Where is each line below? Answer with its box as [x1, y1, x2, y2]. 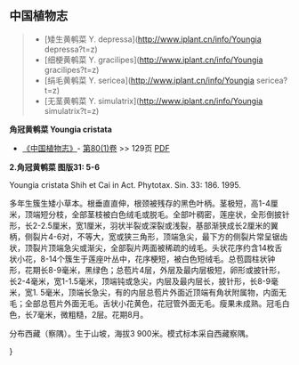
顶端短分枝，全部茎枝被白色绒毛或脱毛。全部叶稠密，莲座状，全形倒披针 [24, 208, 290, 220]
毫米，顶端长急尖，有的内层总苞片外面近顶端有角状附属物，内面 [44, 287, 279, 297]
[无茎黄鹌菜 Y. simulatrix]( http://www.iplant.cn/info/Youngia [44, 95, 263, 106]
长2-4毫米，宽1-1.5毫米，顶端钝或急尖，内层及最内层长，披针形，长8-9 [9, 275, 271, 287]
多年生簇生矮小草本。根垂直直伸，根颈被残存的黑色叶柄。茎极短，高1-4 [9, 198, 271, 208]
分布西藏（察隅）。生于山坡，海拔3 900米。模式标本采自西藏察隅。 [9, 328, 254, 338]
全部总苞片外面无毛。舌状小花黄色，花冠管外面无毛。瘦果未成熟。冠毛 [24, 297, 282, 309]
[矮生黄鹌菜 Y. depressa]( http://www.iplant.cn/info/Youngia [44, 34, 263, 45]
